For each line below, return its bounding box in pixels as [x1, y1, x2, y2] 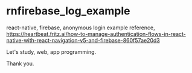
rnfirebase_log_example [6, 4, 131, 18]
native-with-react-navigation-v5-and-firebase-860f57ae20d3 [6, 36, 160, 44]
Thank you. [6, 60, 34, 67]
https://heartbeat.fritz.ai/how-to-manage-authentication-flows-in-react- [6, 30, 186, 37]
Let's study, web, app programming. [6, 48, 97, 55]
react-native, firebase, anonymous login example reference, [6, 24, 155, 31]
